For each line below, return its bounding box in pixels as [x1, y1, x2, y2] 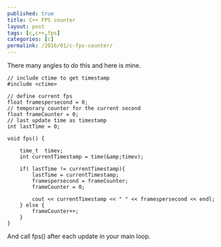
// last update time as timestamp [7, 117, 107, 124]
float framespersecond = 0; [7, 99, 89, 106]
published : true [7, 10, 54, 17]
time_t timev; [19, 147, 64, 154]
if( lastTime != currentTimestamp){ [19, 165, 126, 172]
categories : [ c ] [7, 36, 54, 43]
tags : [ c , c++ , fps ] [7, 29, 60, 37]
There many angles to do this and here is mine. [7, 62, 141, 69]
